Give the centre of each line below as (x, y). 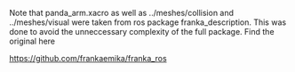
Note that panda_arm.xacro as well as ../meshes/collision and (121, 13)
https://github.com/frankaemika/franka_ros (88, 58)
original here (32, 41)
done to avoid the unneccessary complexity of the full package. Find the (142, 32)
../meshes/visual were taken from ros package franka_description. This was (148, 22)
